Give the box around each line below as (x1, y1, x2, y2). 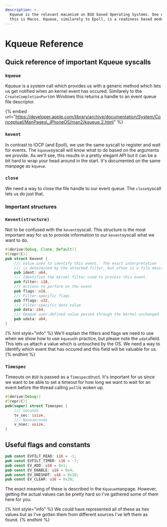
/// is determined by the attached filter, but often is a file (14, 265, 150, 270)
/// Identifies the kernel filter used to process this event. (14, 275, 148, 280)
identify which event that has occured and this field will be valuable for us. (5, 346, 158, 352)
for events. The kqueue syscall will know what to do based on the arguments (5, 147, 160, 153)
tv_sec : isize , (14, 413, 46, 418)
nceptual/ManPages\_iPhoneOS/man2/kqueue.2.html (5, 119, 114, 125)
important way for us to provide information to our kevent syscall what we (5, 232, 155, 238)
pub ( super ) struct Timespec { (5, 403, 68, 408)
